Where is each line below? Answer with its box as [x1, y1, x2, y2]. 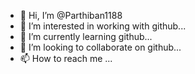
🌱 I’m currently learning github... [19, 31, 153, 42]
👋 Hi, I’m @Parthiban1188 [19, 10, 123, 21]
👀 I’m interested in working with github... [19, 20, 187, 32]
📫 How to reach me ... [19, 53, 113, 64]
